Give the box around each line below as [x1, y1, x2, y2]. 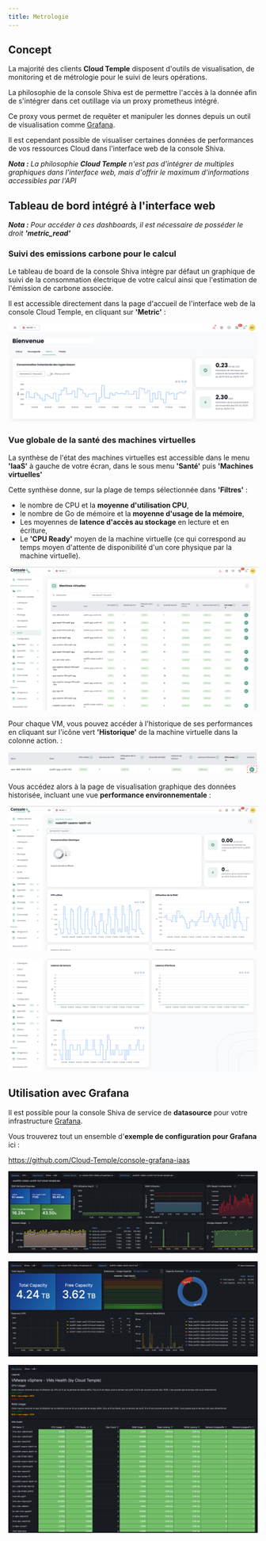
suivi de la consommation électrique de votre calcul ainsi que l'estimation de [8, 274, 257, 285]
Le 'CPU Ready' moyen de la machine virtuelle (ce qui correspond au [19, 533, 246, 543]
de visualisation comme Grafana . [8, 120, 116, 130]
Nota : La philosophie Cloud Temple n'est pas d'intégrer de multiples [8, 159, 235, 169]
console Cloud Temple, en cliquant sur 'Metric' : [8, 307, 166, 316]
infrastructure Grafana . [8, 1116, 83, 1126]
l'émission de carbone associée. [8, 283, 114, 293]
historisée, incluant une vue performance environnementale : [8, 790, 211, 800]
